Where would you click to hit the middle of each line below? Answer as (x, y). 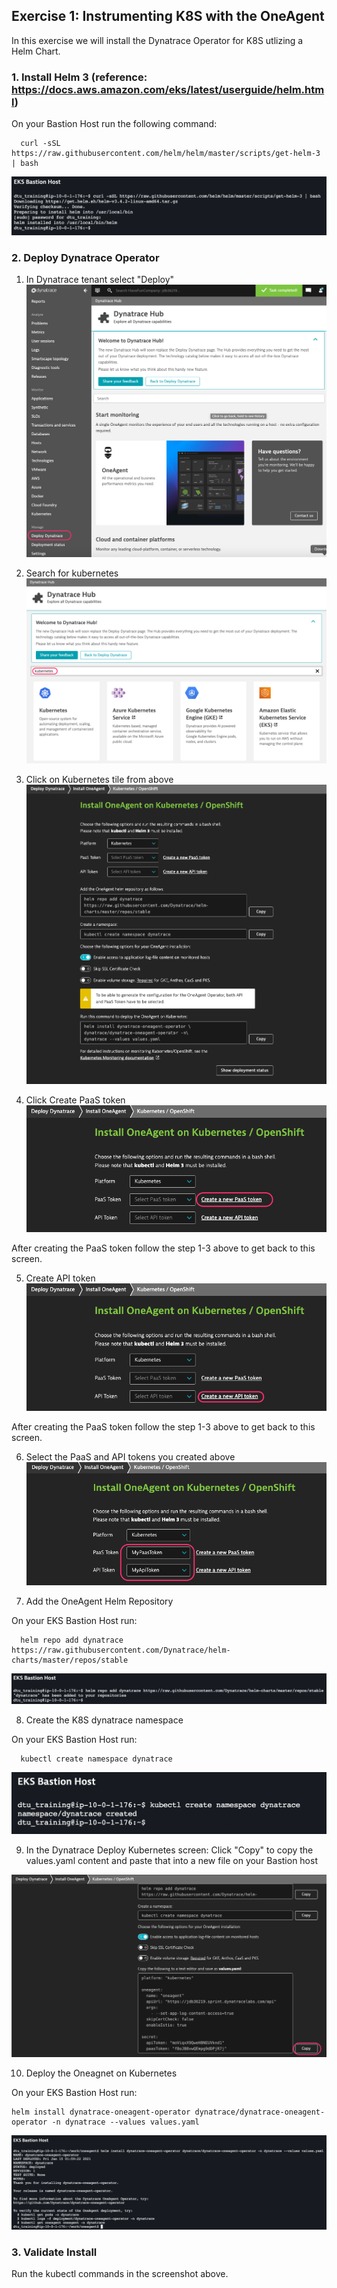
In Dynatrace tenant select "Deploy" (100, 279)
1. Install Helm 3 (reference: (79, 77)
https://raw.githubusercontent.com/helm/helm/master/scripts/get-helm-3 (166, 154)
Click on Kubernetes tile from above (99, 779)
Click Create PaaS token (75, 1100)
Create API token (60, 1278)
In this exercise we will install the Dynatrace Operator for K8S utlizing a (157, 40)
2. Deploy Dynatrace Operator (85, 257)
